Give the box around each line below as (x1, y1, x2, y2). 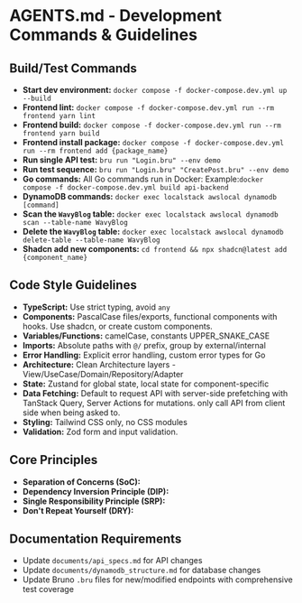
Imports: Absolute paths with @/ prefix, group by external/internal (22, 339, 266, 350)
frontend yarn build (22, 129, 100, 138)
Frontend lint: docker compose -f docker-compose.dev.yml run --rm (22, 102, 275, 113)
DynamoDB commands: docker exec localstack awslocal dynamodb (22, 191, 278, 201)
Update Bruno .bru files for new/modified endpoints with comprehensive (22, 574, 293, 585)
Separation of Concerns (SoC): (22, 476, 142, 487)
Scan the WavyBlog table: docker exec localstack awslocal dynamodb (22, 209, 279, 219)
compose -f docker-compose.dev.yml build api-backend (22, 183, 229, 192)
